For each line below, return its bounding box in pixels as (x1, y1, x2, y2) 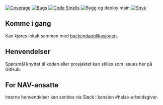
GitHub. (5, 66, 21, 72)
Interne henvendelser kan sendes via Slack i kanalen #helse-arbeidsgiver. (5, 94, 158, 100)
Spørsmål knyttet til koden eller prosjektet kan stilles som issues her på (5, 61, 152, 67)
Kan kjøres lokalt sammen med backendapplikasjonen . (5, 33, 118, 39)
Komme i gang (5, 19, 51, 28)
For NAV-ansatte (5, 81, 59, 89)
